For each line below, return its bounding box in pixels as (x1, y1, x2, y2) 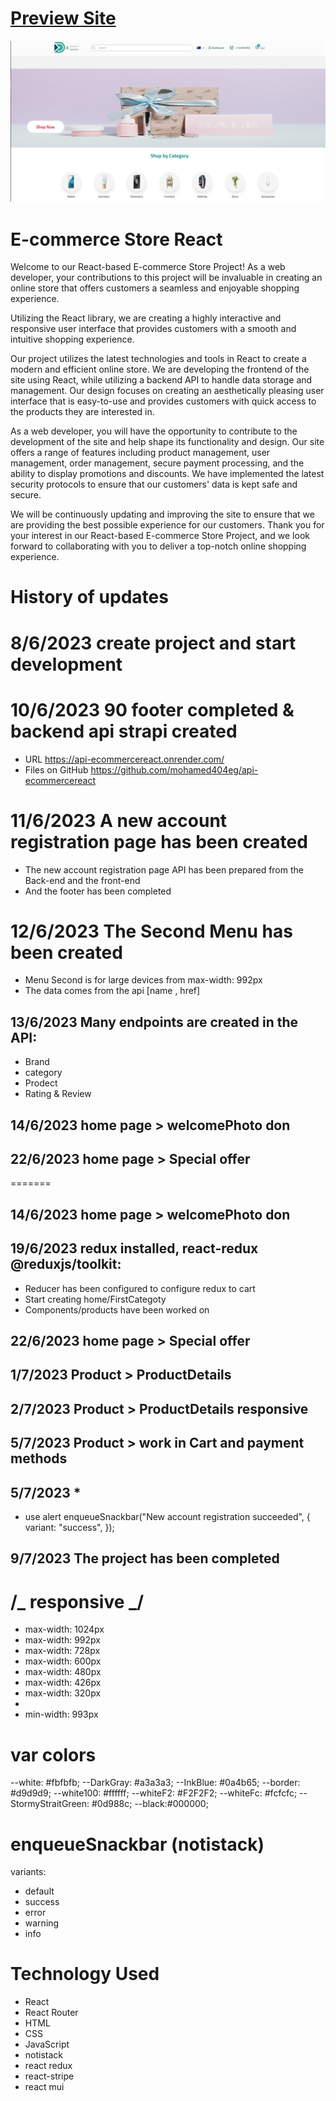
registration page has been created (10, 830, 308, 853)
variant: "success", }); (24, 1522, 115, 1534)
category (24, 1067, 63, 1079)
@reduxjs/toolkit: (10, 1256, 122, 1273)
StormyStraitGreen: (10, 1798, 90, 1810)
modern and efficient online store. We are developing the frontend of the (10, 363, 310, 376)
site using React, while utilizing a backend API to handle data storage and (10, 374, 313, 386)
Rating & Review (24, 1088, 92, 1100)
